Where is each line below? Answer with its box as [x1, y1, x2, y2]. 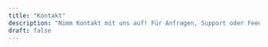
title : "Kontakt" [8, 11, 66, 20]
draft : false [8, 26, 52, 34]
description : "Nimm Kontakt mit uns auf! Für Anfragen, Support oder [8, 19, 245, 27]
